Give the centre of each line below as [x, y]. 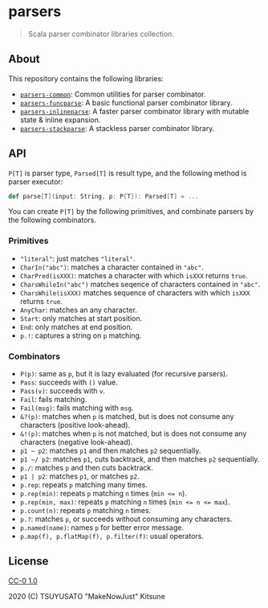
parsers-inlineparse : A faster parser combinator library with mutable [134, 111]
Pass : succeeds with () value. [69, 382]
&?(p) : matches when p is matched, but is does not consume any [127, 417]
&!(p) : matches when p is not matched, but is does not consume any [133, 433]
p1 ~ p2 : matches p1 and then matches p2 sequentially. [110, 451]
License [28, 561]
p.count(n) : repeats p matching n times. [85, 511]
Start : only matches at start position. [81, 318]
